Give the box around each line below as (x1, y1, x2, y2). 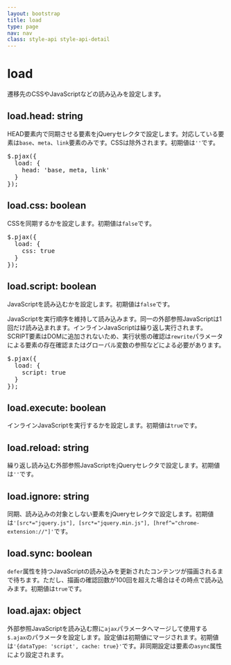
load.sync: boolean (7, 548, 92, 559)
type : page (7, 23, 39, 30)
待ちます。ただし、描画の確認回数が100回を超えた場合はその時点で (12, 575, 205, 584)
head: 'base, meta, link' (22, 166, 110, 174)
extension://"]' (7, 528, 54, 535)
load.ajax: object (7, 605, 81, 617)
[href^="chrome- (153, 519, 200, 527)
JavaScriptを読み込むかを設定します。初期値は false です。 (7, 299, 174, 308)
